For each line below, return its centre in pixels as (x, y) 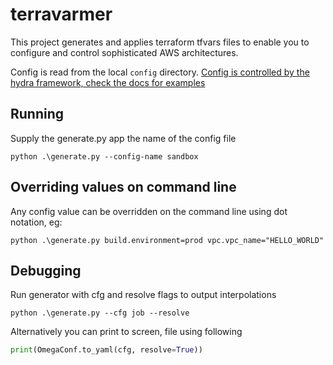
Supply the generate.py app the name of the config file (123, 138)
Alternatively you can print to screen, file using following (126, 332)
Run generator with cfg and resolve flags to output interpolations (143, 295)
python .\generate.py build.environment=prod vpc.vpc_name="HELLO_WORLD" (167, 240)
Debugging (46, 270)
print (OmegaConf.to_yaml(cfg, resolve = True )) (106, 350)
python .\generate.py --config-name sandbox (104, 156)
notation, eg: (36, 222)
